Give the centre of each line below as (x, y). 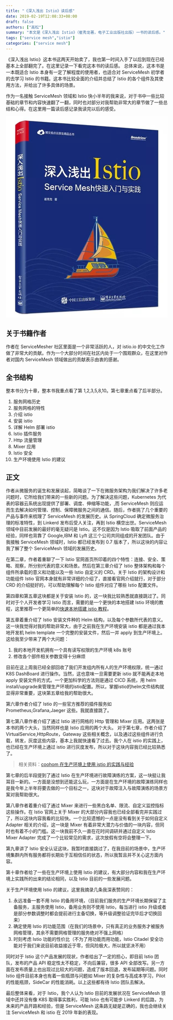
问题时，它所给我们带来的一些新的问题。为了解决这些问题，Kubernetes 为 (84, 497)
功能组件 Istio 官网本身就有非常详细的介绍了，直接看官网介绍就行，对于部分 (86, 579)
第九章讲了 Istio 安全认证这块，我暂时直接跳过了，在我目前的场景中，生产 (83, 849)
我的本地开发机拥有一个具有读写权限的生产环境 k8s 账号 (72, 650)
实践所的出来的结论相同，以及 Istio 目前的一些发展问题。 (74, 879)
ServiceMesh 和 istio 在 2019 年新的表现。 (56, 1012)
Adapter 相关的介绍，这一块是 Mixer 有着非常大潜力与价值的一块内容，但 (83, 825)
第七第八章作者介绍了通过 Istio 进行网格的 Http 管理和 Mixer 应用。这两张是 (85, 721)
